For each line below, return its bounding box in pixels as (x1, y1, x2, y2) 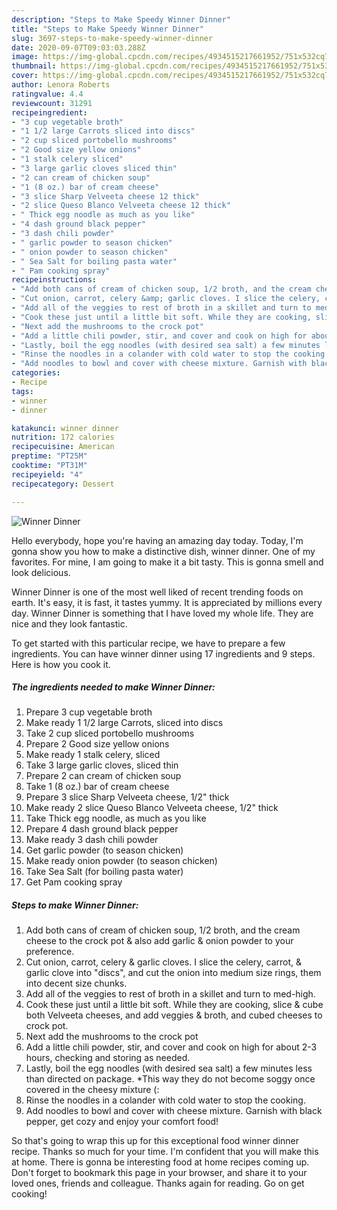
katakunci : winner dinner (11, 423, 119, 433)
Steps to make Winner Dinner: (11, 899, 139, 911)
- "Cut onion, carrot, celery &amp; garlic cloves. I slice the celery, (11, 294, 321, 304)
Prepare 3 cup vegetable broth (25, 706, 153, 718)
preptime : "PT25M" (11, 451, 88, 461)
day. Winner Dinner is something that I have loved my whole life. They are (11, 607, 314, 619)
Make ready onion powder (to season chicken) (25, 855, 218, 867)
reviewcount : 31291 (11, 98, 93, 108)
